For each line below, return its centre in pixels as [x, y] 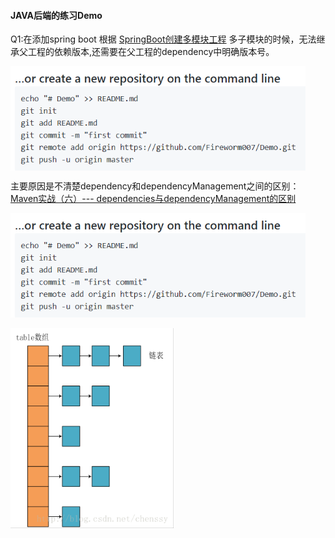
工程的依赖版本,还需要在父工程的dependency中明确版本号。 [151, 52]
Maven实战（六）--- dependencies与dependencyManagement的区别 [153, 199]
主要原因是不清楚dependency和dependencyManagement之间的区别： [155, 186]
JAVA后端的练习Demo [56, 15]
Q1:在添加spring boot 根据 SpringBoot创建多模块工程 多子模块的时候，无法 [163, 39]
